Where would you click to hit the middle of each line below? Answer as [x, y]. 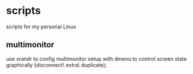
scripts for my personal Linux [41, 27]
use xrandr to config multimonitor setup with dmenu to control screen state [96, 58]
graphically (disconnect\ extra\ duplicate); [56, 65]
